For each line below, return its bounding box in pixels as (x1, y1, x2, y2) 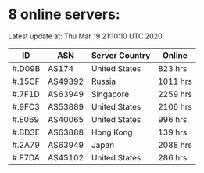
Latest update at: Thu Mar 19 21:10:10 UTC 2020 (8, 31, 163, 41)
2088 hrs (157, 139, 193, 150)
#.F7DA (12, 152, 41, 163)
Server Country (91, 49, 151, 60)
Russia (91, 76, 116, 87)
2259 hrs (157, 88, 193, 99)
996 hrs (157, 114, 188, 124)
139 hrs (157, 127, 188, 138)
